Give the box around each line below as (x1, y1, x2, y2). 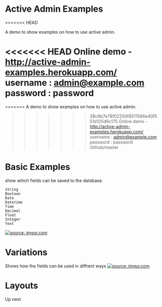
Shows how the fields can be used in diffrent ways (5, 263, 106, 269)
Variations (5, 247, 48, 258)
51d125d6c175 (90, 118, 118, 124)
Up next (5, 296, 21, 302)
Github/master (90, 144, 119, 150)
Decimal (5, 208, 21, 213)
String (5, 187, 18, 192)
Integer (5, 217, 21, 222)
